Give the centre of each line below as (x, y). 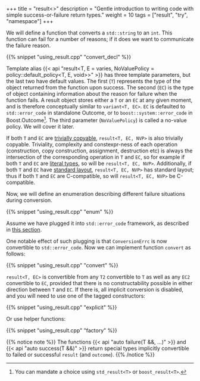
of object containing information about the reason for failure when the (92, 94)
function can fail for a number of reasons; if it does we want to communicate (100, 39)
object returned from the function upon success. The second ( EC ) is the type (100, 88)
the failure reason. (29, 45)
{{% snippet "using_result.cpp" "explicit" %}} (62, 307)
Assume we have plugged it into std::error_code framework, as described (98, 223)
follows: (16, 254)
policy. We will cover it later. (40, 126)
